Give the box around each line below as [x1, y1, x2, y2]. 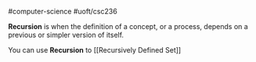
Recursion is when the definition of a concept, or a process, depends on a [8, 22, 248, 31]
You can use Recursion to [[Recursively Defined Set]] [8, 46, 182, 54]
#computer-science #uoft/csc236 [8, 7, 117, 16]
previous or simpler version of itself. [8, 31, 124, 39]
